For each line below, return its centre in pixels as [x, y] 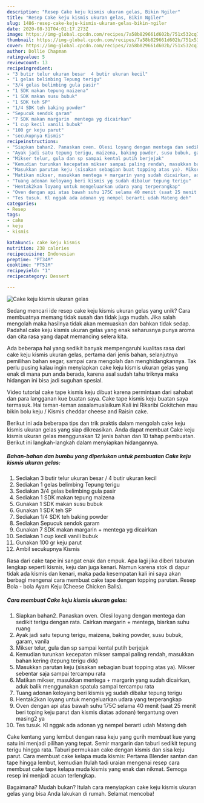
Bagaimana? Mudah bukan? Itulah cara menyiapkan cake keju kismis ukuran [102, 787]
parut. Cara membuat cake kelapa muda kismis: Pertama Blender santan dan [102, 756]
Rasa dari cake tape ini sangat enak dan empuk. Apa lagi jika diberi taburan [100, 561]
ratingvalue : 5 [26, 57]
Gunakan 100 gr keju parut [49, 542]
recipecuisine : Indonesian [41, 254]
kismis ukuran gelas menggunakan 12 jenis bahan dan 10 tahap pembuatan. [101, 436]
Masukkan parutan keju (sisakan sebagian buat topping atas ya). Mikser [105, 667]
